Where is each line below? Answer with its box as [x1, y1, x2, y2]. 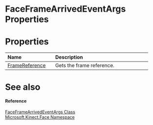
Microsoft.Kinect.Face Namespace [5, 114, 75, 120]
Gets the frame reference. [55, 62, 115, 69]
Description [55, 54, 83, 61]
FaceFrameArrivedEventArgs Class [5, 109, 76, 115]
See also [5, 82, 41, 93]
